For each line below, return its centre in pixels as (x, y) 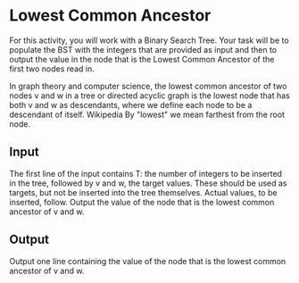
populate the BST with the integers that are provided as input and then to (143, 49)
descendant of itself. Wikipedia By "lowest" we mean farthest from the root (147, 114)
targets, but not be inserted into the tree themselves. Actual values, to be (143, 192)
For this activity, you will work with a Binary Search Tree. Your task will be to (149, 40)
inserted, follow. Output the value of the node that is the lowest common (142, 202)
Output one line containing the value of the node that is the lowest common (148, 261)
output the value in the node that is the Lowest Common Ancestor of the (142, 59)
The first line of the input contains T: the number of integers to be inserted (146, 173)
